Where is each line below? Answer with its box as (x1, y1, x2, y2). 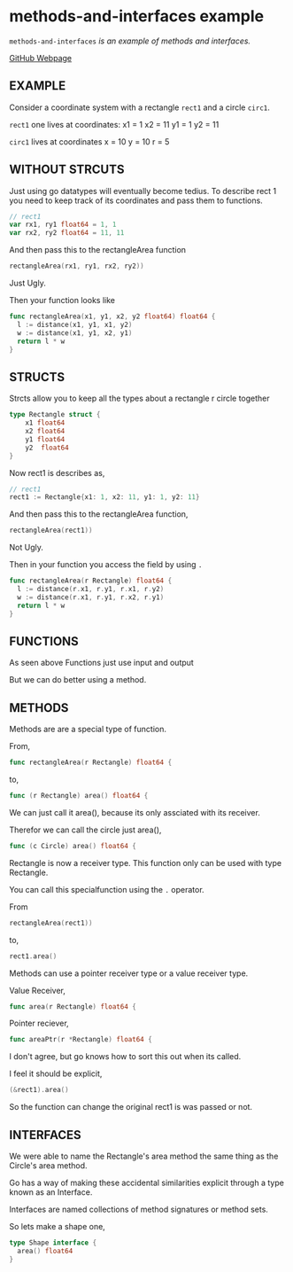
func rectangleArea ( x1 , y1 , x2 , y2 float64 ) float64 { (9, 312, 216, 321)
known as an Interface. (9, 1186, 93, 1198)
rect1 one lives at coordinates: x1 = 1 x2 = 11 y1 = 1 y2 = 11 (9, 119, 220, 129)
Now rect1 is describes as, (9, 467, 105, 478)
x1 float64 (25, 418, 66, 427)
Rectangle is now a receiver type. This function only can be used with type (9, 857, 281, 868)
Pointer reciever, (9, 1018, 69, 1029)
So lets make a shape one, (9, 1221, 106, 1231)
